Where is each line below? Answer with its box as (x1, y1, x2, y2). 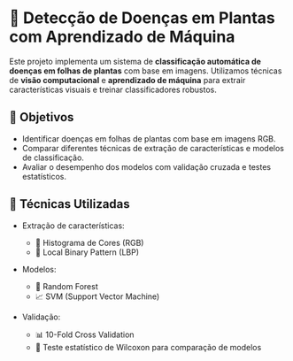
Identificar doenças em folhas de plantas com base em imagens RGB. (21, 133, 276, 144)
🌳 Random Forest (35, 280, 99, 291)
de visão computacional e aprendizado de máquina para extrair (9, 74, 246, 85)
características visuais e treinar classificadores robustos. (9, 84, 217, 95)
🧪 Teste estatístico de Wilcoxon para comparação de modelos (35, 342, 262, 352)
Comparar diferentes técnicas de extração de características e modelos (21, 142, 285, 153)
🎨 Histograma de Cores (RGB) (35, 237, 144, 248)
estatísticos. (21, 171, 67, 181)
